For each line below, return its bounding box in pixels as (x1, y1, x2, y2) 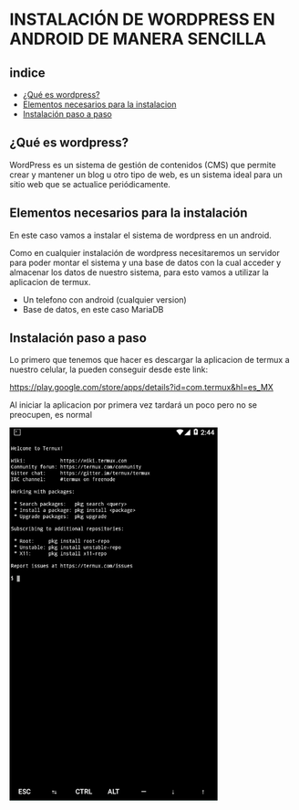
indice (9, 65, 46, 80)
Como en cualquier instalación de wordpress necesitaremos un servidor (9, 247, 280, 258)
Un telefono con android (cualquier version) (22, 293, 187, 305)
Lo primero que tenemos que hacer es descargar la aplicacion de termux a (9, 355, 290, 366)
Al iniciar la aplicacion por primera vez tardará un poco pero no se (9, 400, 258, 410)
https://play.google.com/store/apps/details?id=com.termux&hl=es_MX (9, 382, 273, 393)
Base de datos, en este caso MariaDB (22, 304, 164, 314)
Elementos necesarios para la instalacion (22, 99, 177, 110)
